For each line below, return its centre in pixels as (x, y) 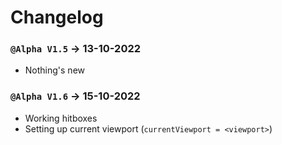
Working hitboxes (61, 118)
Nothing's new (55, 70)
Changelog (57, 17)
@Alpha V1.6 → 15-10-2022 (75, 96)
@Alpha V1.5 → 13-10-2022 (76, 49)
